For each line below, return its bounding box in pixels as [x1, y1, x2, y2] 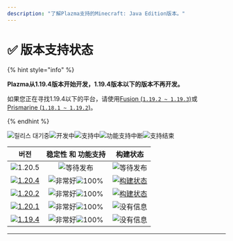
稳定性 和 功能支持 [46, 150, 106, 159]
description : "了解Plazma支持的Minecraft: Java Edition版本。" [7, 10, 186, 17]
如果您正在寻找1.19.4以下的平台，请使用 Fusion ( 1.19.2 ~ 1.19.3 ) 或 [7, 94, 198, 102]
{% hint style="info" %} [7, 65, 75, 73]
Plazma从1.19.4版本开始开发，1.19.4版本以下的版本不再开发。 [7, 80, 184, 88]
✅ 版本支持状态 [7, 42, 94, 57]
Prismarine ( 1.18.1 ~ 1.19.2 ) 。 [7, 103, 97, 111]
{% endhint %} [7, 117, 50, 125]
